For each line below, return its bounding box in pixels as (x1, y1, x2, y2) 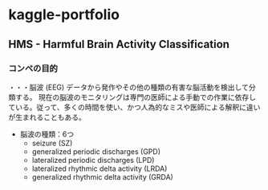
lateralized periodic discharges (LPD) (31, 155, 155, 164)
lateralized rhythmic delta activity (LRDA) (31, 164, 168, 173)
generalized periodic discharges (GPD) (31, 146, 161, 156)
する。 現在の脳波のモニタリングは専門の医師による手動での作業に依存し (14, 92, 257, 101)
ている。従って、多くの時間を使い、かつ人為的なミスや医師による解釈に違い (8, 102, 261, 112)
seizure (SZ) (31, 138, 73, 148)
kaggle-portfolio (8, 6, 120, 24)
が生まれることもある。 (8, 112, 86, 121)
